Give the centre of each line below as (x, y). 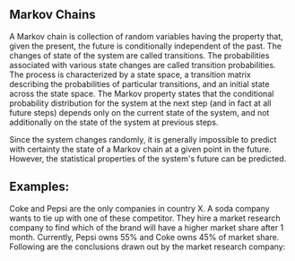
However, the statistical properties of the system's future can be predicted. (148, 158)
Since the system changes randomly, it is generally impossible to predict (143, 139)
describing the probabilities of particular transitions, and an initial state (139, 83)
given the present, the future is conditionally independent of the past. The (146, 46)
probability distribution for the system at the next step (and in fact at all (140, 103)
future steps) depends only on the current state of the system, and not (139, 112)
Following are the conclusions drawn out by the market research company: (147, 247)
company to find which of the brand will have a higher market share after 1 (147, 227)
